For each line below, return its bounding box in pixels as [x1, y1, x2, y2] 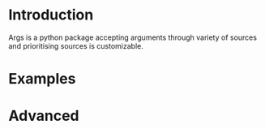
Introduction [8, 6, 94, 24]
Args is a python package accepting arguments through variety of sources [8, 32, 258, 42]
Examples [8, 70, 76, 88]
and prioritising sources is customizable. [8, 41, 143, 50]
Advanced [8, 107, 79, 125]
